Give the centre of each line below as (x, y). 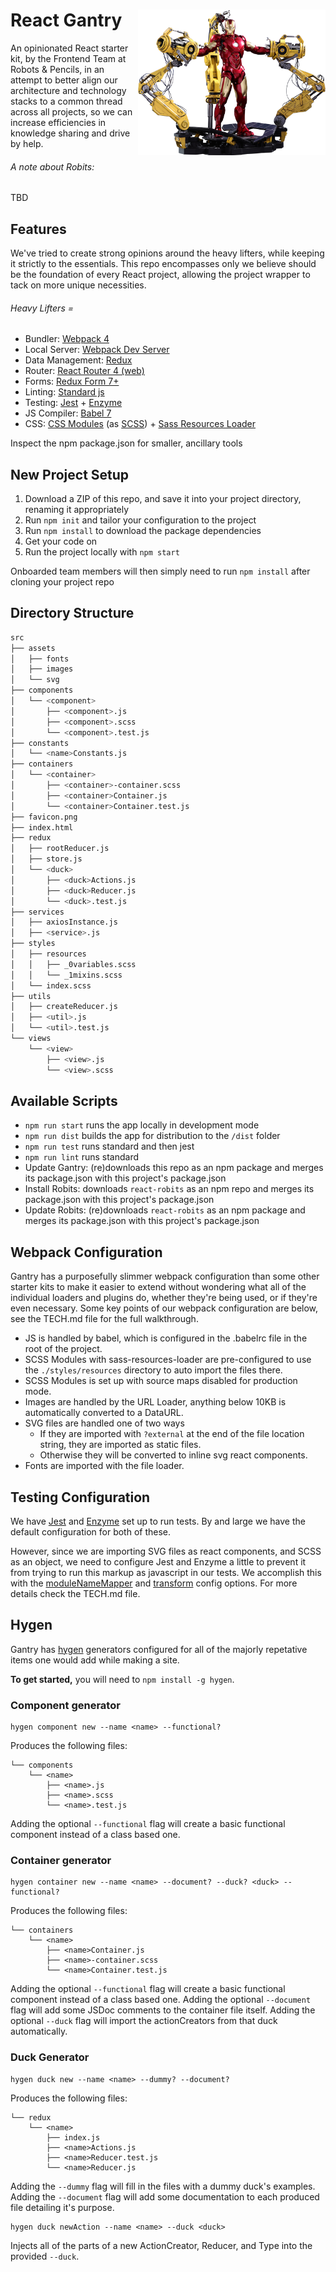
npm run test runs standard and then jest (109, 1146)
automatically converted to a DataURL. (104, 1413)
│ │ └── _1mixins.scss (66, 975)
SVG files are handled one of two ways (104, 1423)
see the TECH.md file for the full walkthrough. (104, 1319)
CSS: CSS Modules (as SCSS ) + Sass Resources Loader (140, 424)
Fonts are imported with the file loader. (104, 1466)
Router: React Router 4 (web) (84, 371)
